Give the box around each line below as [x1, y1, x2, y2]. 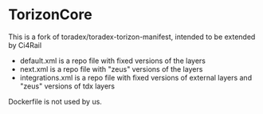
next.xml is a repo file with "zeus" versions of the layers [19, 64, 203, 73]
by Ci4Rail [8, 40, 42, 49]
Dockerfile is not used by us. [8, 96, 102, 106]
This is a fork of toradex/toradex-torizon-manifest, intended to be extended [8, 32, 256, 41]
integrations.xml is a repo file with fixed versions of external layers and [19, 73, 253, 82]
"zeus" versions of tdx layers [19, 81, 116, 91]
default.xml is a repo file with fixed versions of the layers [19, 56, 206, 65]
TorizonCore [8, 6, 93, 24]
